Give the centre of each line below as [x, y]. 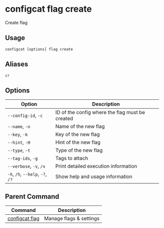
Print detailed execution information [96, 166]
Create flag [16, 23]
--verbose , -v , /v [26, 166]
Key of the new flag [78, 135]
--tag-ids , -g [23, 159]
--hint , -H [19, 142]
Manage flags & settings [72, 219]
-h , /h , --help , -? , [27, 174]
